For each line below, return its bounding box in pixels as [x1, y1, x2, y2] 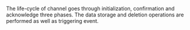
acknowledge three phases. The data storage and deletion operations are [6, 11, 184, 18]
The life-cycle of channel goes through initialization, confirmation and [6, 5, 175, 12]
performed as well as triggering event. [6, 18, 99, 24]
